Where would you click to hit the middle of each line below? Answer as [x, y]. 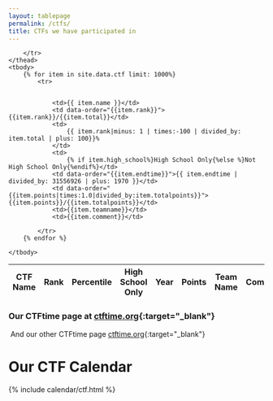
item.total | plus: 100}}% [54, 139]
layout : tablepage [39, 16]
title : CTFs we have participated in [72, 31]
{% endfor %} [45, 238]
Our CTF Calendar [70, 366]
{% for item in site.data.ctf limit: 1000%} [100, 75]
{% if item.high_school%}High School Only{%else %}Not [161, 160]
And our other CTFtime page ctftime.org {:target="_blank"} [108, 333]
